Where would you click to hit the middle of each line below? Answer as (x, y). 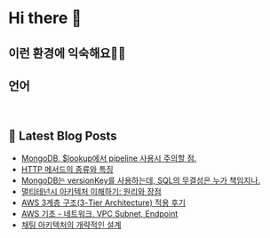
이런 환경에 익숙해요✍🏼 (67, 53)
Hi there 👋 (45, 18)
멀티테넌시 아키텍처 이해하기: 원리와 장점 (91, 192)
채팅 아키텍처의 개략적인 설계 (71, 225)
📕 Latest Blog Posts (63, 135)
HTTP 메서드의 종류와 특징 (67, 170)
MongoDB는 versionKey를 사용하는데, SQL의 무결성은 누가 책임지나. (141, 180)
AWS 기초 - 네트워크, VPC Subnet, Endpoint (99, 214)
